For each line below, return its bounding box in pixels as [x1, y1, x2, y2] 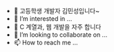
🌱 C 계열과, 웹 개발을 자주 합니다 [13, 23, 102, 31]
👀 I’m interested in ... [13, 15, 73, 23]
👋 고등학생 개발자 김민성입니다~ [13, 7, 100, 15]
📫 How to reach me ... [13, 38, 78, 46]
